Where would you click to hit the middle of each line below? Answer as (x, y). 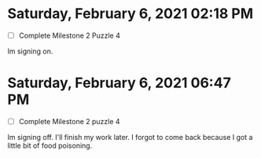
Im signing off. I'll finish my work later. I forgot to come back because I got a (130, 137)
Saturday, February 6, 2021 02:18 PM (130, 14)
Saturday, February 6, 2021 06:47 (119, 83)
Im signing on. (30, 51)
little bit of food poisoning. (50, 145)
